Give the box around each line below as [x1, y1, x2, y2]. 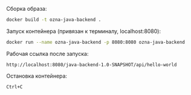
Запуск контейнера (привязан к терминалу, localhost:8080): [6, 27, 161, 35]
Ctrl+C [6, 84, 23, 90]
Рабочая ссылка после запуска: [6, 50, 89, 57]
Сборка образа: [6, 5, 47, 12]
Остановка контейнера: [6, 72, 68, 79]
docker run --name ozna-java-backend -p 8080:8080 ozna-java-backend [6, 39, 186, 45]
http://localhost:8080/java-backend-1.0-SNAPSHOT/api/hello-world [6, 61, 177, 68]
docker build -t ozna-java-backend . [6, 17, 102, 23]
